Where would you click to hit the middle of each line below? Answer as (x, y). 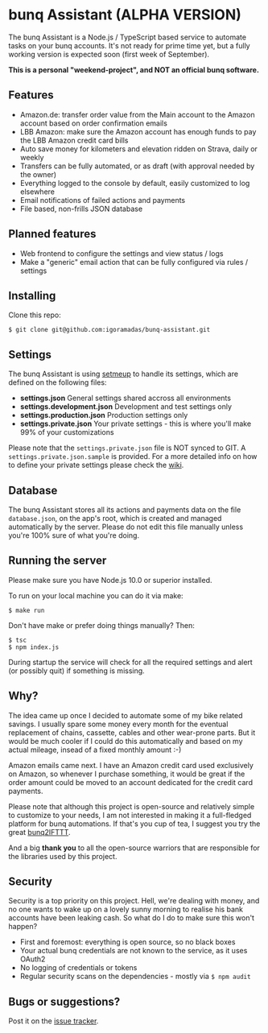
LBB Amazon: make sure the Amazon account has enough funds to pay (138, 131)
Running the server (58, 561)
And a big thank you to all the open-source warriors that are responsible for (134, 848)
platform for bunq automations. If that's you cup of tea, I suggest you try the (134, 824)
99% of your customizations (67, 432)
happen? (23, 927)
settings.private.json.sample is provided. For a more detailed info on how (133, 457)
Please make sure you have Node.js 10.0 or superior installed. (110, 580)
